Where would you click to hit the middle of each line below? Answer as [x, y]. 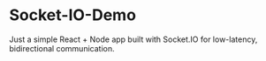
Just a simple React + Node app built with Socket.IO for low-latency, [133, 39]
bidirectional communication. [62, 48]
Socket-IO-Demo [73, 15]
